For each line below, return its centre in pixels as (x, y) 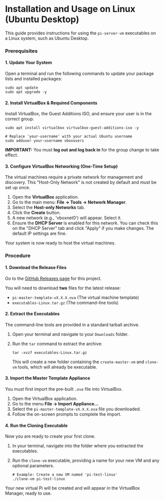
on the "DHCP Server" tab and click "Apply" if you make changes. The (83, 228)
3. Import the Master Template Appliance (48, 378)
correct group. (20, 119)
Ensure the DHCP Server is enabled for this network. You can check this (85, 223)
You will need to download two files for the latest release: (63, 288)
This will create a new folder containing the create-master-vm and (78, 362)
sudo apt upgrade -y (26, 92)
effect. (12, 155)
